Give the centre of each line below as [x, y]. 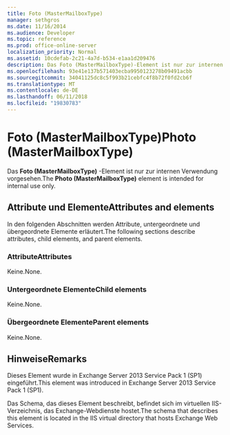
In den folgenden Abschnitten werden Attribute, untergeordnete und [104, 224]
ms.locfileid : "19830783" [44, 103]
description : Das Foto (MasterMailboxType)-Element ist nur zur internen [115, 65]
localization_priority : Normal [52, 52]
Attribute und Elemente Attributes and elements [111, 208]
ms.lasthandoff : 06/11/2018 [48, 97]
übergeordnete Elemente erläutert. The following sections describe [101, 231]
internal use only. [32, 185]
